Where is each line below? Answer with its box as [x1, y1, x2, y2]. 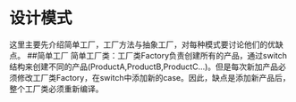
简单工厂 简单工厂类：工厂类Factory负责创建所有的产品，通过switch [37, 50, 288, 60]
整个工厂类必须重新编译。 [9, 83, 104, 94]
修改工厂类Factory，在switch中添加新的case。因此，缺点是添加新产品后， [16, 72, 291, 82]
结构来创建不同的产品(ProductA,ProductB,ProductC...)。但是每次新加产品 [9, 61, 279, 72]
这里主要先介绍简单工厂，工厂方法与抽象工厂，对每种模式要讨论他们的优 [9, 39, 275, 50]
